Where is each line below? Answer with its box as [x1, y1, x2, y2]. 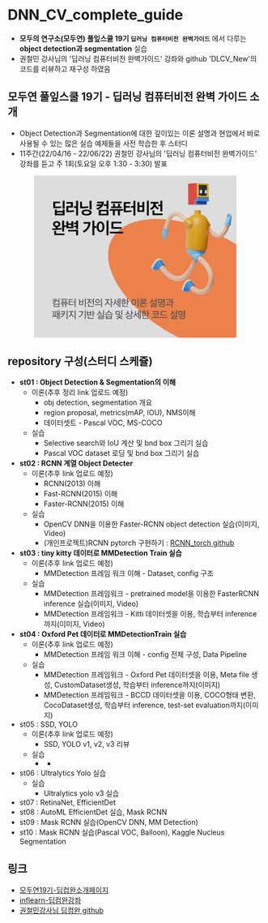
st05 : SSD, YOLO [19, 719, 79, 729]
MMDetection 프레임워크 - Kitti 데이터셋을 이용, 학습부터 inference [43, 609, 257, 619]
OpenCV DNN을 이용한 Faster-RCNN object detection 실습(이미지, [43, 519, 260, 529]
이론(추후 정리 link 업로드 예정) [31, 388, 129, 397]
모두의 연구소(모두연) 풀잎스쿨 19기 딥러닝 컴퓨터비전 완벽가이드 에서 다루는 [19, 33, 247, 43]
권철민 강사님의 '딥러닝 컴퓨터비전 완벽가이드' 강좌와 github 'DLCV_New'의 [19, 54, 257, 63]
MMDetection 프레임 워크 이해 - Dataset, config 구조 [43, 569, 214, 578]
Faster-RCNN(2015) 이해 [43, 499, 125, 509]
